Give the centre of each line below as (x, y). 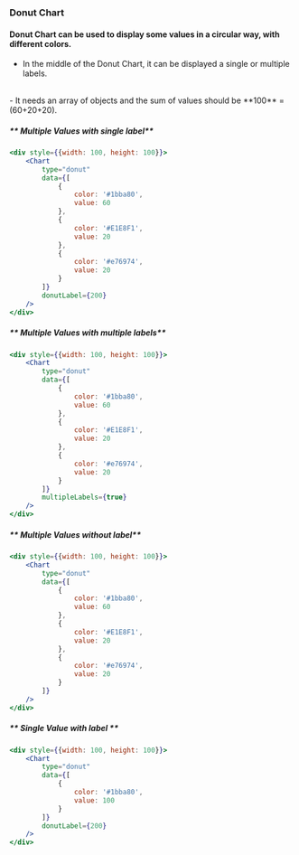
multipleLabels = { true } (84, 498)
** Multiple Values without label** (75, 534)
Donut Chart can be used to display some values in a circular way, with (145, 34)
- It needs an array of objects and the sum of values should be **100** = (147, 100)
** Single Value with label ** (64, 728)
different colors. (41, 43)
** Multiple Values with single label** (81, 131)
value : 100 (94, 800)
